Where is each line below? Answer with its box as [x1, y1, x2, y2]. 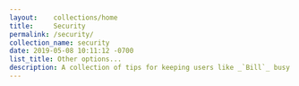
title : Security [9, 21, 87, 30]
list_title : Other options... [9, 55, 123, 64]
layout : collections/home [9, 13, 118, 22]
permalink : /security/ [9, 30, 94, 39]
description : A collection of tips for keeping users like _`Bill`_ [9, 64, 270, 73]
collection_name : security [9, 38, 110, 47]
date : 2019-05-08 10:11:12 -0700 [9, 47, 134, 56]
